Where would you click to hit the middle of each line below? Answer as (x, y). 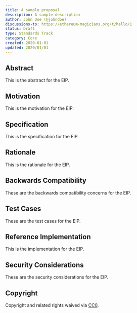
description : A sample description (43, 15)
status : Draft (20, 29)
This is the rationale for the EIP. (38, 165)
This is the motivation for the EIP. (40, 108)
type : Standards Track (29, 33)
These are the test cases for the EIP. (43, 221)
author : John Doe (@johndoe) (36, 19)
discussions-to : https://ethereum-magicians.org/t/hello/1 (69, 24)
